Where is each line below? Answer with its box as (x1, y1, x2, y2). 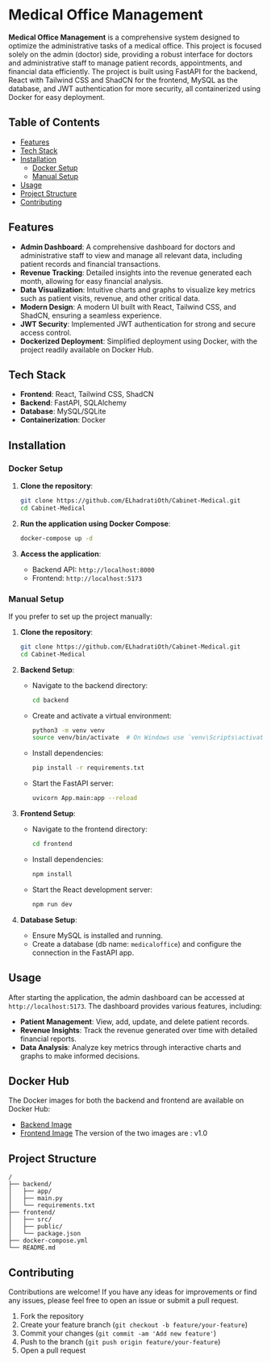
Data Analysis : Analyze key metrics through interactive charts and (19, 1042, 242, 1052)
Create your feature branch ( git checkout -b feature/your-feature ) (19, 1319, 248, 1329)
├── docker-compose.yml (8, 1236, 89, 1245)
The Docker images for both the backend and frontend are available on (8, 1095, 244, 1106)
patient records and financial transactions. (19, 259, 161, 269)
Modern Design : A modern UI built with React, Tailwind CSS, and (19, 302, 236, 311)
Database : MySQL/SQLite (19, 406, 106, 416)
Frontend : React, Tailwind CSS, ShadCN (19, 390, 154, 399)
